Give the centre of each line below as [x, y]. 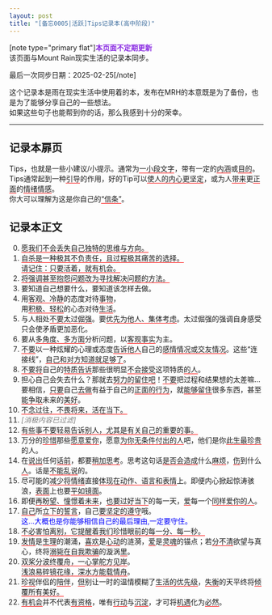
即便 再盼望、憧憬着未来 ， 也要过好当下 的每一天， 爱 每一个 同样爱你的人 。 [141, 501]
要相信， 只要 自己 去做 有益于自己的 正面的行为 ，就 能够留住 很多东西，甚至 [141, 390]
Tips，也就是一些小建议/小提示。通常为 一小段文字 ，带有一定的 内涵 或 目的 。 [134, 169]
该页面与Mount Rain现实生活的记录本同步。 [81, 57]
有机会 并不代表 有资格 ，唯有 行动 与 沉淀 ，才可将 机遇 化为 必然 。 [123, 602]
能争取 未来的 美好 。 [53, 400]
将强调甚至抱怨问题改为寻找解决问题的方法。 [95, 278]
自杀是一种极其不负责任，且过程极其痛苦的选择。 [102, 258]
